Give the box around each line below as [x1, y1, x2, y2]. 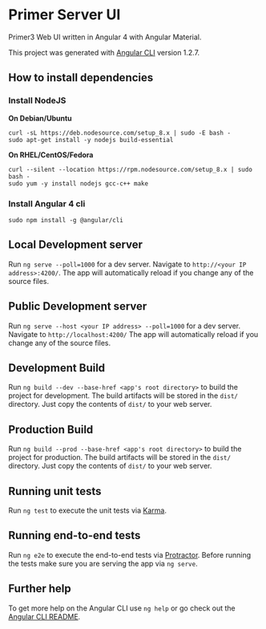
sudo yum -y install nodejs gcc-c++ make [8, 179, 149, 188]
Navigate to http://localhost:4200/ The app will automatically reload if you [8, 329, 259, 339]
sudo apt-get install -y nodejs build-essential [8, 136, 174, 144]
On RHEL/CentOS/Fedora [8, 150, 94, 160]
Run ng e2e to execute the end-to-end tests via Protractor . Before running [8, 550, 252, 559]
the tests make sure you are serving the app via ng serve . [8, 558, 198, 568]
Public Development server [8, 299, 147, 314]
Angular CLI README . [8, 611, 81, 621]
